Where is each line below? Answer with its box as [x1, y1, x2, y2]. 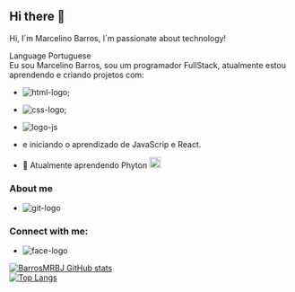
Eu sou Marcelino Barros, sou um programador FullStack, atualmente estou [9, 59, 287, 70]
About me [9, 181, 54, 194]
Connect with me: [9, 226, 89, 238]
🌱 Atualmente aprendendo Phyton [22, 159, 148, 171]
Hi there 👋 [9, 9, 65, 24]
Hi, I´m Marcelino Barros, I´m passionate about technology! [9, 32, 227, 43]
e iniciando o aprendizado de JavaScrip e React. [22, 138, 202, 149]
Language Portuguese [9, 50, 91, 61]
